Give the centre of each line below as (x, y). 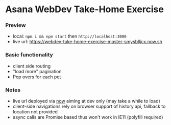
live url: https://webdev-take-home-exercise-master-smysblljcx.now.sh (87, 42)
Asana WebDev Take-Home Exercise (85, 9)
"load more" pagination (37, 71)
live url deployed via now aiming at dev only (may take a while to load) (87, 101)
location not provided (35, 112)
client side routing (32, 66)
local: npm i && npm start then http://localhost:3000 (69, 36)
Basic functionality (29, 55)
